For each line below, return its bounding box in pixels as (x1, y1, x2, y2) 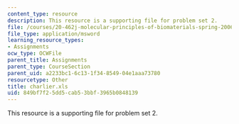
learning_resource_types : (7, 37, 84, 44)
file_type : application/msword (7, 30, 100, 38)
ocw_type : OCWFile (7, 50, 62, 57)
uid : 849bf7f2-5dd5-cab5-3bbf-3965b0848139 (7, 89, 139, 96)
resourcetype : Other (7, 76, 69, 84)
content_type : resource (7, 10, 78, 18)
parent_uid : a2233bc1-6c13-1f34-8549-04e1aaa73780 (7, 69, 161, 77)
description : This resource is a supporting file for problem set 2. (7, 17, 218, 24)
